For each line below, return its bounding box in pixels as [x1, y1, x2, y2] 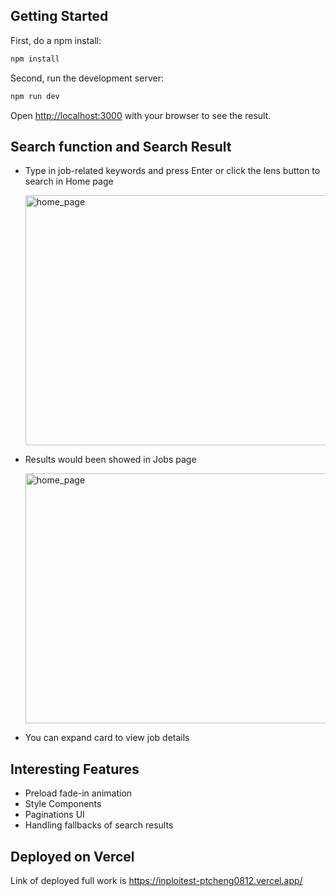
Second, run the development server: [10, 72, 164, 84]
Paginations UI [24, 809, 85, 821]
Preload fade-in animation [24, 787, 133, 799]
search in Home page [24, 175, 114, 188]
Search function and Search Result [10, 138, 232, 155]
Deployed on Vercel [10, 848, 135, 865]
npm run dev [10, 91, 60, 101]
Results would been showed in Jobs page [24, 454, 197, 466]
